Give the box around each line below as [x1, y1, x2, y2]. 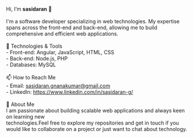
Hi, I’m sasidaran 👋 [6, 6, 52, 12]
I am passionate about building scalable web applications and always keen [6, 107, 185, 114]
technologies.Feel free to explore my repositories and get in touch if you [6, 119, 180, 126]
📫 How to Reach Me [6, 74, 56, 81]
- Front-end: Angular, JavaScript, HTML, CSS [6, 49, 115, 55]
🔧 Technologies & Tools [6, 43, 62, 49]
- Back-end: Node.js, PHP [6, 55, 68, 62]
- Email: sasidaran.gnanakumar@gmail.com [6, 82, 111, 89]
